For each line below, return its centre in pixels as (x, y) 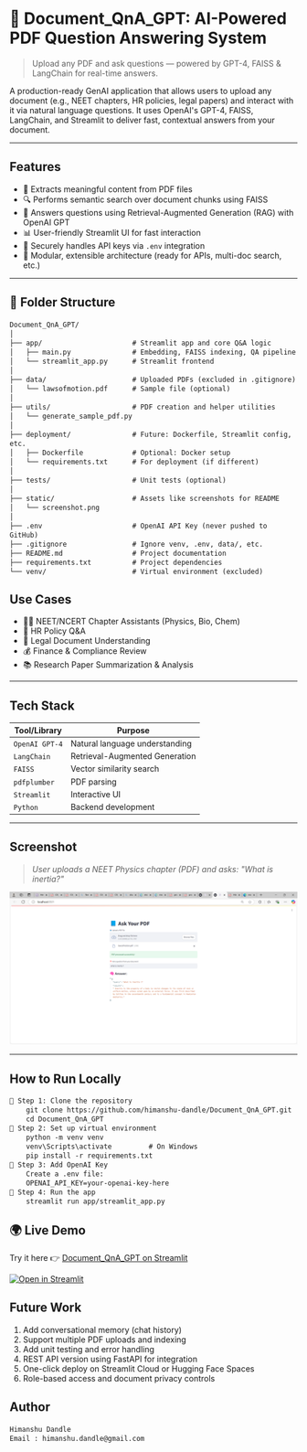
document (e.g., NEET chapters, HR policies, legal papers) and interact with (152, 101)
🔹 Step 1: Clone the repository (71, 1101)
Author (30, 1407)
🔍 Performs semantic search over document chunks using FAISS (145, 199)
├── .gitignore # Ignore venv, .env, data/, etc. (136, 544)
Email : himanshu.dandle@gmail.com (77, 1438)
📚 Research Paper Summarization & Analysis (108, 665)
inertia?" (48, 879)
